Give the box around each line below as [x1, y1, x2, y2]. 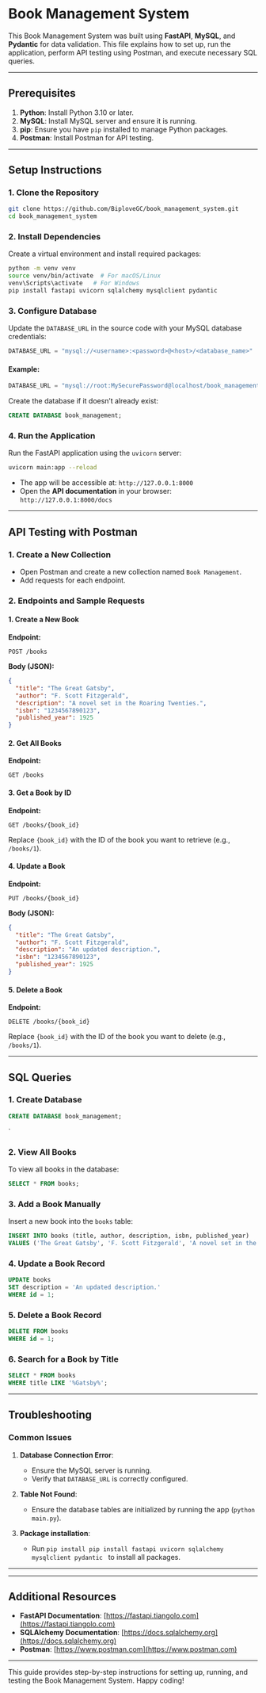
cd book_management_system [8, 212, 97, 220]
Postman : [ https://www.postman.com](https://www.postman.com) [19, 1645, 237, 1654]
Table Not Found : [19, 1489, 78, 1499]
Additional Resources [8, 1590, 116, 1603]
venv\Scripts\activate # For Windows [8, 279, 140, 288]
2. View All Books [8, 1146, 77, 1157]
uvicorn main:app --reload [8, 464, 97, 472]
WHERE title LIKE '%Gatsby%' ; [8, 1379, 108, 1387]
